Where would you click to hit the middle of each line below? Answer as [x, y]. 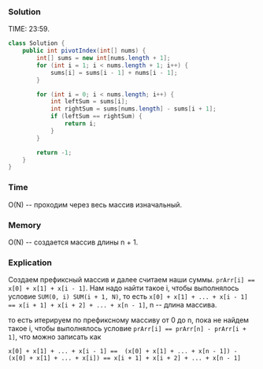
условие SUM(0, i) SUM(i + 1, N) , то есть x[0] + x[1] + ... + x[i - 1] [128, 296]
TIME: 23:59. [29, 29]
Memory [25, 225]
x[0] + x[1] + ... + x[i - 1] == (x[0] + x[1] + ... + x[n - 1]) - [123, 352]
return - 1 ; [54, 152]
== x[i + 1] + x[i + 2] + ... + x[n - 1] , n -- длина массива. [113, 305]
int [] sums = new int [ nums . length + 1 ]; [104, 58]
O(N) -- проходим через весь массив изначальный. [95, 204]
